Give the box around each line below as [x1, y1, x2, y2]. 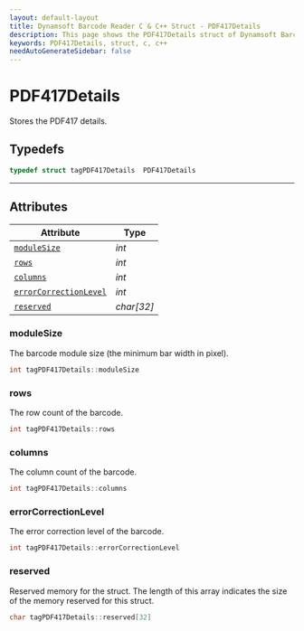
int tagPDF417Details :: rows [9, 425, 116, 434]
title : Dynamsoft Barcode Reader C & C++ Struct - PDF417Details [9, 22, 261, 31]
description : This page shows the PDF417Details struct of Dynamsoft [9, 30, 278, 39]
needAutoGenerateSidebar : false [9, 47, 131, 56]
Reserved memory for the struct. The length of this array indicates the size [9, 585, 288, 597]
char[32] [115, 300, 155, 313]
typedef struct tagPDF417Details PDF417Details [9, 165, 196, 174]
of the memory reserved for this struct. [9, 595, 155, 606]
